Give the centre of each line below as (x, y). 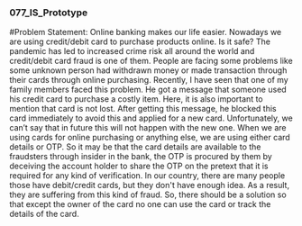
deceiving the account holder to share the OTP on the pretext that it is (139, 166)
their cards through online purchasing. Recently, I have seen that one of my (149, 80)
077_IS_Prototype (49, 13)
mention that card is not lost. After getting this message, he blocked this (143, 109)
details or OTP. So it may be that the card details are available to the (135, 147)
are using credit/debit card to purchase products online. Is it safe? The (140, 41)
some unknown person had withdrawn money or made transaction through (148, 70)
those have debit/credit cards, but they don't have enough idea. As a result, (150, 185)
